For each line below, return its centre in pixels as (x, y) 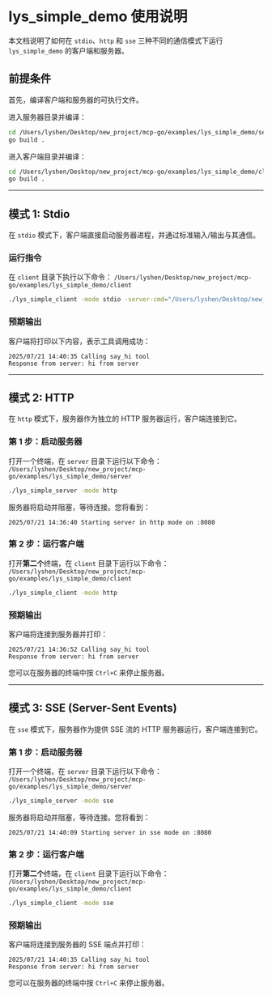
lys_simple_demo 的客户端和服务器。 (69, 50)
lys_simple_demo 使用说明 (98, 17)
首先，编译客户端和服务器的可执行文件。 (76, 100)
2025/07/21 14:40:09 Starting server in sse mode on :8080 (110, 832)
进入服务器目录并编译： (47, 117)
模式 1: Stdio (39, 214)
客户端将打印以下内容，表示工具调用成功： (79, 341)
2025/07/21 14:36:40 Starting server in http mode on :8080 (112, 522)
